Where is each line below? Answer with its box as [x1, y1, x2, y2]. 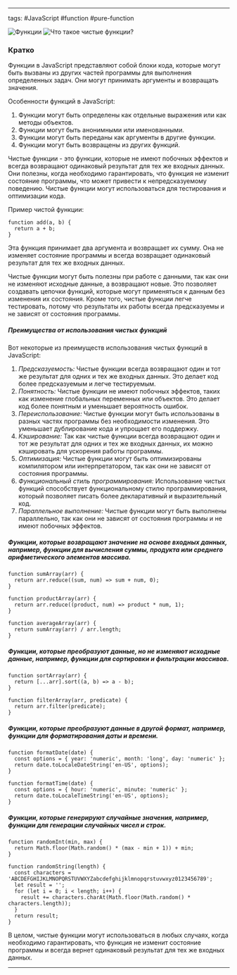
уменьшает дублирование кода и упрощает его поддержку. [18, 424, 199, 433]
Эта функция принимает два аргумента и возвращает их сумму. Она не [8, 244, 224, 252]
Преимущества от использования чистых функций [8, 325, 167, 334]
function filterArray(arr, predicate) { [8, 697, 129, 704]
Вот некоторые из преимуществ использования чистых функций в [8, 344, 208, 352]
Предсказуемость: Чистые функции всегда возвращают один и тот [18, 365, 221, 373]
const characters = [14, 869, 72, 876]
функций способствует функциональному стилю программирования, [18, 484, 228, 493]
